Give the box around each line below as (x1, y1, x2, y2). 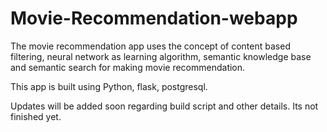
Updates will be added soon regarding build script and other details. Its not (10, 100, 319, 112)
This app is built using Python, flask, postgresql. (10, 80, 208, 92)
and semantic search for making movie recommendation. (10, 61, 246, 73)
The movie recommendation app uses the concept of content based (10, 40, 291, 52)
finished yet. (10, 110, 62, 122)
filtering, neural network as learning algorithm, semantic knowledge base (10, 50, 312, 62)
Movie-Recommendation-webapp (10, 7, 298, 30)
